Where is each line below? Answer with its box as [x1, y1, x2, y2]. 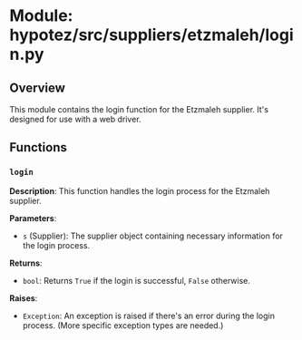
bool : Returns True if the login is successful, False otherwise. [22, 275, 251, 286]
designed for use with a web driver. [9, 114, 142, 124]
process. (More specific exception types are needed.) [22, 319, 224, 331]
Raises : [9, 292, 38, 304]
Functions [9, 140, 68, 155]
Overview [9, 80, 66, 95]
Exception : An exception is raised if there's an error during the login [22, 310, 275, 321]
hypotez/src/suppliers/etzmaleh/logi [9, 24, 294, 45]
